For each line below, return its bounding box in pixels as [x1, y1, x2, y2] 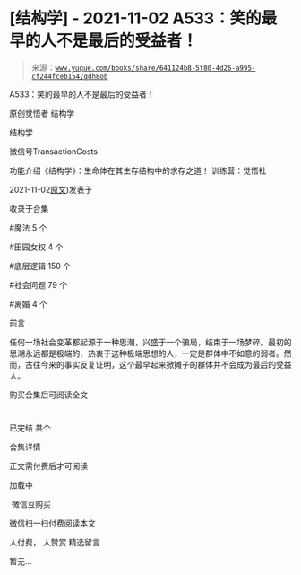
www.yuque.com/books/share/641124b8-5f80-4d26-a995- [55, 64, 256, 73]
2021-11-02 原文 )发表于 [9, 184, 93, 195]
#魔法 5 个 [9, 222, 47, 233]
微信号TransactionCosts [9, 145, 99, 157]
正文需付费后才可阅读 [9, 461, 88, 472]
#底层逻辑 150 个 [9, 260, 72, 271]
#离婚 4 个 [9, 298, 47, 309]
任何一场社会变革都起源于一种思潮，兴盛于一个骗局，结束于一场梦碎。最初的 [9, 336, 292, 347]
